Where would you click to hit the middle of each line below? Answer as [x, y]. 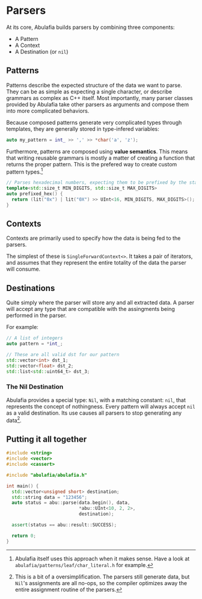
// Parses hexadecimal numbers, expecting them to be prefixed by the [96, 183]
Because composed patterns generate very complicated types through [94, 122]
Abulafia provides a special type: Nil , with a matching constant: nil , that [96, 400]
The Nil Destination [35, 387]
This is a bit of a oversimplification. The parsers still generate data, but [102, 577]
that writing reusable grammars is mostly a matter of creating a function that [101, 158]
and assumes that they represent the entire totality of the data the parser [96, 263]
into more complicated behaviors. [48, 111]
